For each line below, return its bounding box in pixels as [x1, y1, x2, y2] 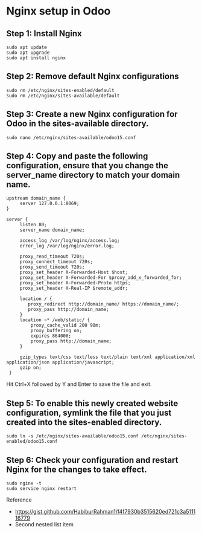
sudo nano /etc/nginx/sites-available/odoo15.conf [6, 134, 136, 140]
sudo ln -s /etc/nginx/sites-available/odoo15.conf [6, 433, 139, 439]
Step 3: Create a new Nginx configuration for [6, 109, 178, 119]
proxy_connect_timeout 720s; [19, 259, 93, 265]
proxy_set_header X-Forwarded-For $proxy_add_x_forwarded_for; [19, 275, 182, 281]
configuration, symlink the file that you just [6, 407, 172, 418]
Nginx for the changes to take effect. [6, 464, 147, 474]
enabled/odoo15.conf [6, 439, 58, 445]
